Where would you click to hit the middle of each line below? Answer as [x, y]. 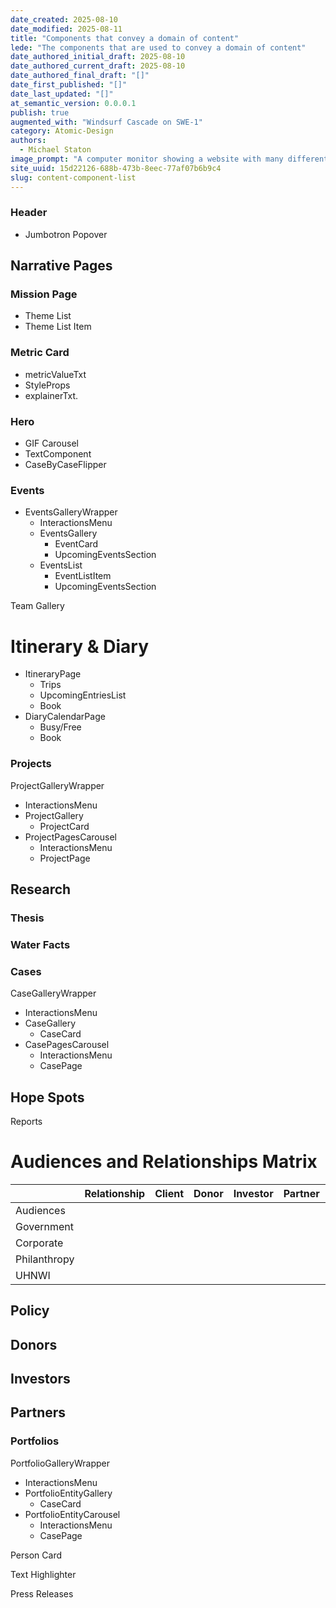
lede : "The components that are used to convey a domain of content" [158, 47]
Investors [40, 1379]
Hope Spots [47, 1097]
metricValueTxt [55, 374]
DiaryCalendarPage [65, 717]
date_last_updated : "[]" [62, 94]
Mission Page [44, 294]
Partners [38, 1412]
